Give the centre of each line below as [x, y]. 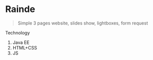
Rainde [20, 9]
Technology [18, 32]
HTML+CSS [25, 47]
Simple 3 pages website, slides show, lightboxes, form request [83, 23]
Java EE [21, 42]
